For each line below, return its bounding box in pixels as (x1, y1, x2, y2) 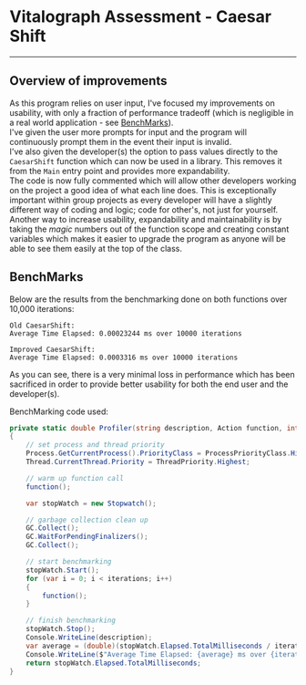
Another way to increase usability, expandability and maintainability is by (9, 213, 282, 224)
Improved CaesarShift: (9, 345, 96, 354)
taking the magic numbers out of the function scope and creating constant (9, 223, 290, 234)
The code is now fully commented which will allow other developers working (9, 175, 297, 186)
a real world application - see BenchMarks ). (9, 117, 174, 128)
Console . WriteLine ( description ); (25, 633, 153, 642)
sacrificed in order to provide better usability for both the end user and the (9, 379, 289, 389)
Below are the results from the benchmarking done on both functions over (9, 294, 288, 305)
